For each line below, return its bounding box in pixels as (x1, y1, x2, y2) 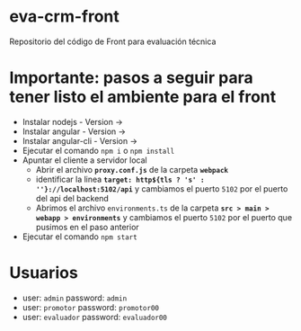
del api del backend (35, 192, 110, 203)
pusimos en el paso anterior (35, 221, 139, 232)
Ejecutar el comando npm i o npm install (22, 145, 175, 156)
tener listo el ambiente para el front (9, 87, 277, 107)
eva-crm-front (9, 6, 120, 27)
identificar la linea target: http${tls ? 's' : (35, 174, 205, 184)
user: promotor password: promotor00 (22, 301, 160, 312)
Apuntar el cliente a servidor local (22, 155, 147, 165)
